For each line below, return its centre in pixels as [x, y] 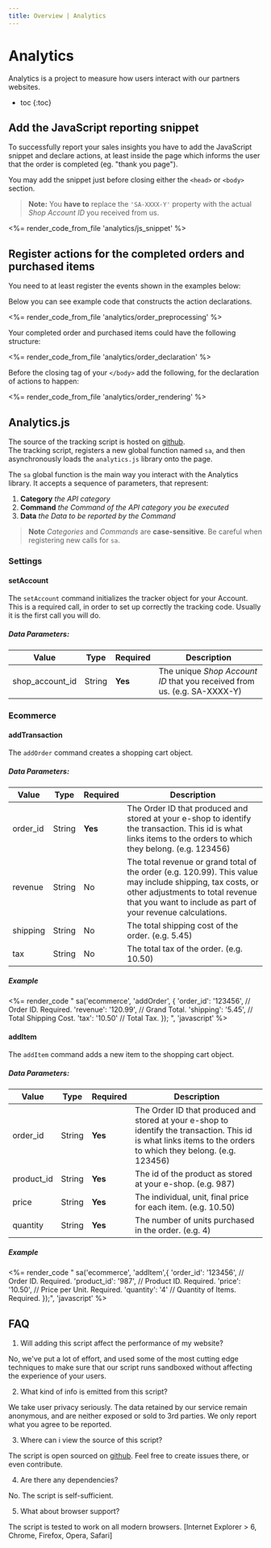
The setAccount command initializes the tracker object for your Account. [128, 598]
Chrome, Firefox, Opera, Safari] [60, 1536]
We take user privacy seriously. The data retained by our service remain [128, 1407]
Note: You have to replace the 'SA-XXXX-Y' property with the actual [140, 204]
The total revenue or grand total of [192, 862]
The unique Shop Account [208, 671]
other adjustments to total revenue [192, 892]
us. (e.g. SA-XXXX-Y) [200, 691]
